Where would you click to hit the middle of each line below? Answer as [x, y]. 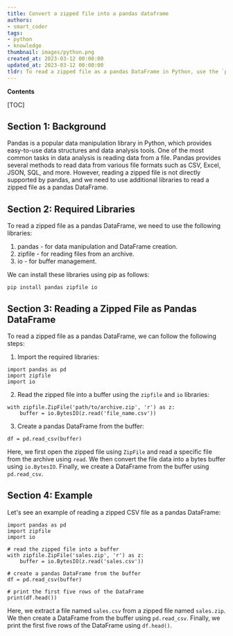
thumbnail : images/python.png [51, 53]
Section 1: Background [57, 126]
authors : [20, 20]
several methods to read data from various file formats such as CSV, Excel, [114, 165]
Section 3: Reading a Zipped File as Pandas [102, 309]
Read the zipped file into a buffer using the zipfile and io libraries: [113, 394]
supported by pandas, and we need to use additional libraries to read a [108, 180]
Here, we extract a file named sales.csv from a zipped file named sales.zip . [116, 610]
